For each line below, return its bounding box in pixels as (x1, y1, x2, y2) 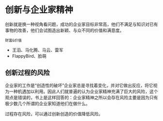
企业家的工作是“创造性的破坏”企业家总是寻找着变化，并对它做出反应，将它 (5, 82, 154, 88)
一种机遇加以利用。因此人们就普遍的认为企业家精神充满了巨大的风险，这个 (9, 88, 158, 94)
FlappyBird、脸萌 (12, 53, 47, 59)
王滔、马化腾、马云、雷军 (12, 47, 64, 53)
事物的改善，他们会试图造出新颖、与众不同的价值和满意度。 (5, 27, 124, 33)
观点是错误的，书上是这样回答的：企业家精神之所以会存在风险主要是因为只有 (5, 94, 158, 100)
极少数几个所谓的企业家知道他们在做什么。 (5, 100, 90, 106)
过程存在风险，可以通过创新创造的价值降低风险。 (5, 111, 103, 117)
